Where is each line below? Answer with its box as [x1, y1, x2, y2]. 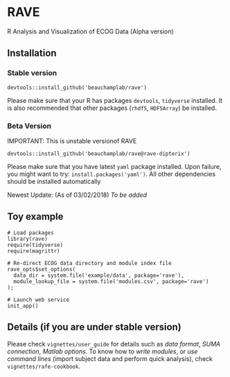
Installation [7, 47, 57, 59]
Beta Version [7, 121, 52, 131]
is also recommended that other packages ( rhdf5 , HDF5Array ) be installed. [7, 104, 217, 112]
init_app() [7, 302, 39, 310]
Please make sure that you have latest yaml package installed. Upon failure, [7, 162, 222, 170]
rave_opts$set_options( [7, 266, 76, 273]
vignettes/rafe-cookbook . [7, 362, 81, 370]
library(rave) [7, 235, 48, 242]
